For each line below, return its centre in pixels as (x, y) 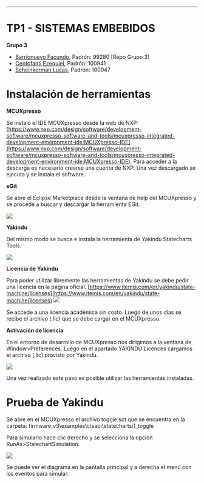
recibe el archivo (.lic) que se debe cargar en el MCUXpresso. (83, 318)
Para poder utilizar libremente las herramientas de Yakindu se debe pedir (98, 280)
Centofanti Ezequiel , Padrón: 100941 (60, 63)
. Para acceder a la (154, 161)
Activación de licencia (35, 330)
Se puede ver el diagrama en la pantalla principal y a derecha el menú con (99, 467)
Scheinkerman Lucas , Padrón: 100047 (63, 70)
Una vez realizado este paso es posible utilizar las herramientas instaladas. (100, 378)
